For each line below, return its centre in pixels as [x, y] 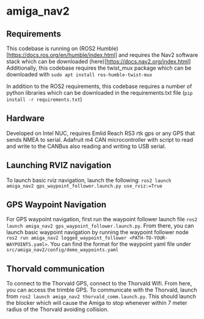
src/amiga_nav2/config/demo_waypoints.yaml [63, 250]
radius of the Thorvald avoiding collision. [57, 309]
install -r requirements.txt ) [44, 99]
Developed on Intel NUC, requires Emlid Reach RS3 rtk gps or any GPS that [101, 133]
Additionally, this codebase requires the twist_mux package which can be [99, 68]
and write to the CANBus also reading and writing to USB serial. [86, 146]
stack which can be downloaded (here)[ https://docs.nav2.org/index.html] [99, 61]
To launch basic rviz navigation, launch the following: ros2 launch [89, 180]
